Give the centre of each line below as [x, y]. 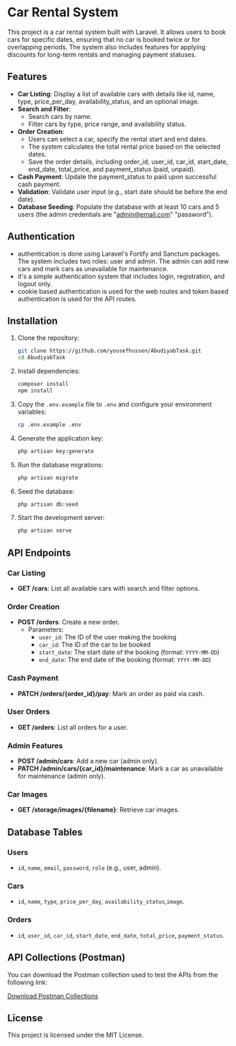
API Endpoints [39, 553]
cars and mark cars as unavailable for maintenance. [93, 268]
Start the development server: [61, 518]
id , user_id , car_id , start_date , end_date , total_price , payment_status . [121, 935]
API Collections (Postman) [66, 958]
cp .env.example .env [49, 425]
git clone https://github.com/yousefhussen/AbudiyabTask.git [110, 351]
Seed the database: [46, 491]
